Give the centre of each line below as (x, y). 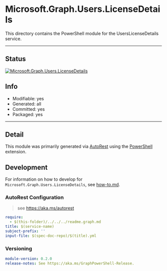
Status (16, 59)
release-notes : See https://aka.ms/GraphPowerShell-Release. (70, 264)
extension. (16, 152)
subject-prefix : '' (25, 231)
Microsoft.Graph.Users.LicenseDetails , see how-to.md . (63, 185)
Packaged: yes (28, 114)
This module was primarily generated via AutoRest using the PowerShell (79, 146)
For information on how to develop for (44, 179)
